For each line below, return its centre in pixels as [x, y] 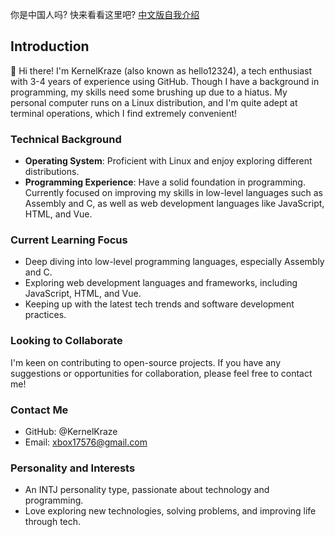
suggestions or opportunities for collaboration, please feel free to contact [161, 373]
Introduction [50, 46]
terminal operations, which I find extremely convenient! [124, 113]
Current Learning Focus [69, 240]
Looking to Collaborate [66, 341]
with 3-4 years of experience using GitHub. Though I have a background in [165, 81]
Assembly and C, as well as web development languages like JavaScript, [174, 204]
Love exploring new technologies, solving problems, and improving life [170, 511]
